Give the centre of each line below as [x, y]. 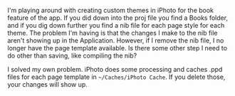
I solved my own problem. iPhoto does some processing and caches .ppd [115, 69]
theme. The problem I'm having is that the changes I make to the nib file [113, 33]
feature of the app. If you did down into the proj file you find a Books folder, [118, 18]
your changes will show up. [47, 84]
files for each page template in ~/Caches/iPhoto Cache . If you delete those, [116, 77]
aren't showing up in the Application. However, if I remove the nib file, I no [116, 41]
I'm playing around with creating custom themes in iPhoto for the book [111, 10]
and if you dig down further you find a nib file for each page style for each [116, 25]
